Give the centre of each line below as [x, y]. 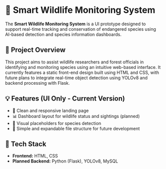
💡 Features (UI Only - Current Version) [65, 99]
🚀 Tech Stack [26, 144]
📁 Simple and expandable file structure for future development [76, 128]
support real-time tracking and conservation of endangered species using [81, 29]
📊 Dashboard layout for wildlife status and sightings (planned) [76, 116]
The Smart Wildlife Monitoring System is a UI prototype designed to [76, 24]
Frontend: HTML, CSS [35, 156]
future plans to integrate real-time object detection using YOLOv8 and [76, 78]
